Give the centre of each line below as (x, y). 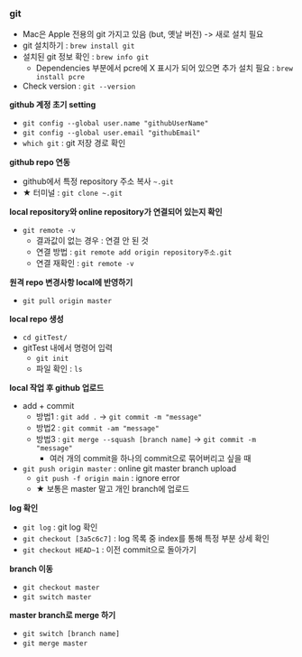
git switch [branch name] (71, 634)
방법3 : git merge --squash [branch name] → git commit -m (146, 440)
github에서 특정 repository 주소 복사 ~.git (98, 181)
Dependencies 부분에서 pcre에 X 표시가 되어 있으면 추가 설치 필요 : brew (164, 68)
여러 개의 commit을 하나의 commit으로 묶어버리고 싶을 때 (150, 458)
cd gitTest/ (45, 338)
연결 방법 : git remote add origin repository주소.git (134, 252)
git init (52, 359)
